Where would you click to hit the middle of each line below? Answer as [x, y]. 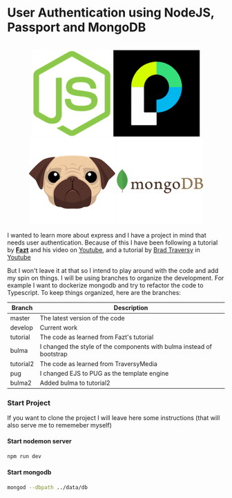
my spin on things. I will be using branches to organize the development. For [116, 278]
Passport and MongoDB [77, 27]
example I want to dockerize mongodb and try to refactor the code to [105, 285]
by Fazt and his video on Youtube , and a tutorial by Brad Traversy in [104, 249]
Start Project [29, 403]
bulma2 [21, 383]
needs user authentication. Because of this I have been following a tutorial [113, 242]
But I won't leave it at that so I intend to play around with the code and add [113, 270]
